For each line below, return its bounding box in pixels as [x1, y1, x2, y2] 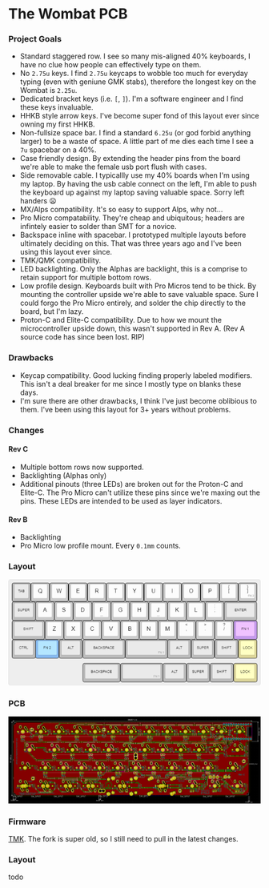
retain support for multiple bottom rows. [19, 273, 152, 283]
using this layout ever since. [19, 247, 113, 257]
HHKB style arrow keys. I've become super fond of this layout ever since [19, 111, 259, 121]
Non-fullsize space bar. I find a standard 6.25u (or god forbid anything [19, 128, 251, 138]
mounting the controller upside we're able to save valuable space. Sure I [19, 290, 259, 299]
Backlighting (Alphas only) [19, 470, 107, 480]
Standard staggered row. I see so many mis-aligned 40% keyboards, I [19, 51, 251, 61]
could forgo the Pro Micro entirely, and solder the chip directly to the [19, 298, 247, 308]
